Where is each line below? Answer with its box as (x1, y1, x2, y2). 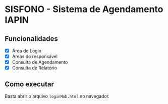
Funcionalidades (5, 34, 59, 43)
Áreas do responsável (12, 54, 58, 60)
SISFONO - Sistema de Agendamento (5, 4, 163, 15)
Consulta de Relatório (12, 65, 58, 71)
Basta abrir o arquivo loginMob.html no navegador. (5, 93, 109, 99)
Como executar (5, 80, 54, 88)
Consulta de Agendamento (12, 59, 68, 65)
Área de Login (12, 48, 41, 54)
